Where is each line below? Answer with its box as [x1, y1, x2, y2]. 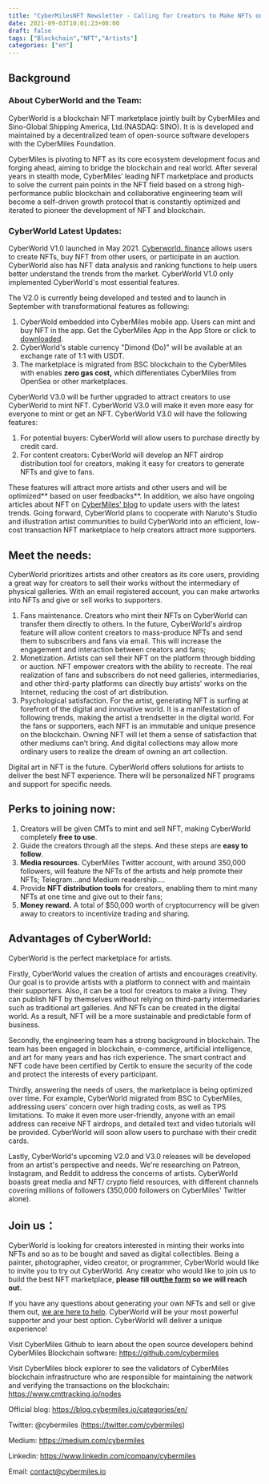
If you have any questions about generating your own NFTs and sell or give [8, 1298, 256, 1309]
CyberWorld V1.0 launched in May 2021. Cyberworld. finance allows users [8, 243, 253, 253]
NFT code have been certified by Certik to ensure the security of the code [8, 1061, 253, 1070]
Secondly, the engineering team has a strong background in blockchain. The [8, 1035, 260, 1045]
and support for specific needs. [8, 779, 112, 788]
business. [8, 1020, 40, 1029]
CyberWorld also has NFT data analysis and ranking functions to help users [8, 261, 258, 271]
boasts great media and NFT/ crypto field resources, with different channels [8, 1177, 259, 1186]
